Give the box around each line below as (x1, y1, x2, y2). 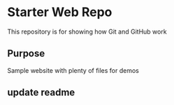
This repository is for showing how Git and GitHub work (7, 27, 167, 36)
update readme (7, 87, 75, 99)
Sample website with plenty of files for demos (7, 66, 140, 74)
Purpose (7, 48, 45, 59)
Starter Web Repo (7, 4, 113, 20)
